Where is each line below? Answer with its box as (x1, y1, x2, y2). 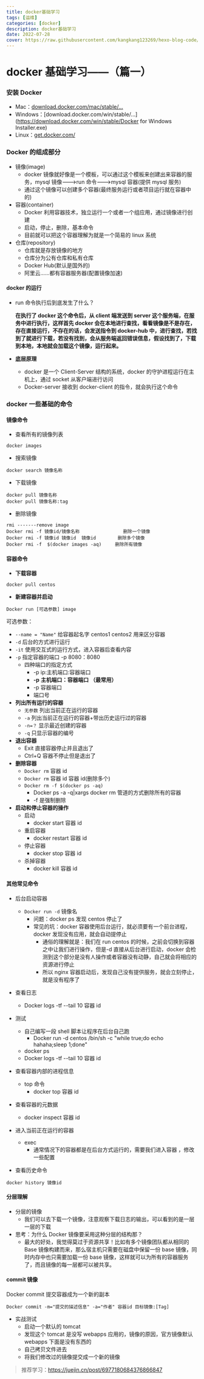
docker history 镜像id (6, 1179, 62, 1186)
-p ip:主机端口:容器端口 (33, 669, 91, 676)
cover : (6, 37, 23, 43)
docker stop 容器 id (33, 850, 82, 857)
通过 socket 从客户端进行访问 (40, 375, 114, 383)
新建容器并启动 (15, 593, 53, 601)
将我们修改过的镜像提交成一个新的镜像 (24, 1353, 120, 1360)
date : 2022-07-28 (6, 32, 50, 38)
